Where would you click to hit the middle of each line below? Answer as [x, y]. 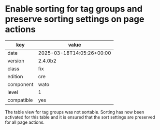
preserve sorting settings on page [75, 19]
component [21, 84]
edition [15, 76]
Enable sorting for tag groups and [74, 9]
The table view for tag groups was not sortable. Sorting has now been [74, 112]
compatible [20, 100]
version [16, 60]
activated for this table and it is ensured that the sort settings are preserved [80, 117]
